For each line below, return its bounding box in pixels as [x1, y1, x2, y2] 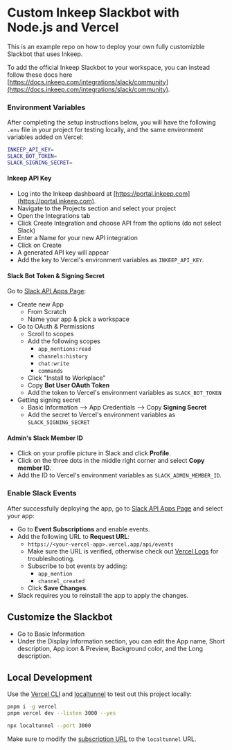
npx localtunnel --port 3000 [7, 722, 91, 729]
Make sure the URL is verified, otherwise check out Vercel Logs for [27, 547, 219, 555]
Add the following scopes [27, 337, 100, 345]
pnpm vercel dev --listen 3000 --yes [7, 710, 116, 717]
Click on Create [17, 241, 62, 250]
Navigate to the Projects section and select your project [17, 204, 177, 212]
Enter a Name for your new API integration [17, 234, 139, 242]
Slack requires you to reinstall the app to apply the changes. [17, 591, 189, 599]
